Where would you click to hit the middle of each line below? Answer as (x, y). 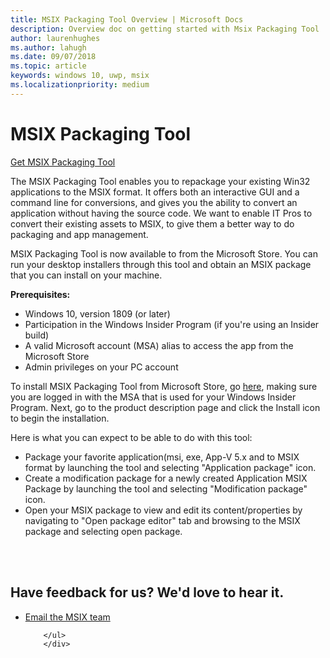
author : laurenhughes (55, 38)
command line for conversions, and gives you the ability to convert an (154, 202)
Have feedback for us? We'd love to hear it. (147, 592)
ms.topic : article (48, 66)
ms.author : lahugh (48, 47)
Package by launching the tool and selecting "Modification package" (166, 488)
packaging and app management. (79, 234)
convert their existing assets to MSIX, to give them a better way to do (152, 223)
